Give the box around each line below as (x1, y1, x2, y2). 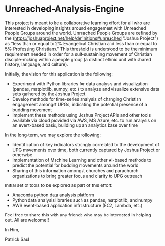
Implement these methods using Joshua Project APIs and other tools (12, 112, 151, 118)
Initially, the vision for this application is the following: (5, 71, 113, 77)
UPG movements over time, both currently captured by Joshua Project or (12, 147, 160, 153)
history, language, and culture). (5, 61, 69, 67)
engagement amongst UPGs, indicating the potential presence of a (12, 101, 147, 107)
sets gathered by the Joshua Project (12, 91, 86, 97)
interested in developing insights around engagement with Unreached (5, 25, 146, 31)
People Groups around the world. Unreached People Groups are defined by (5, 30, 158, 36)
